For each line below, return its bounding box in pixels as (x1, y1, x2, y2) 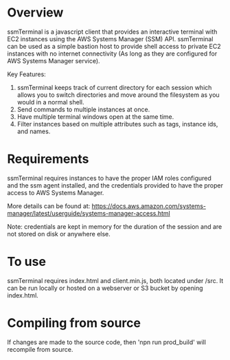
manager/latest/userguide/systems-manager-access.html (7, 209, 170, 217)
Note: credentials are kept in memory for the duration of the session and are (7, 222, 222, 231)
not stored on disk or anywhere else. (7, 229, 111, 238)
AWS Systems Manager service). (7, 56, 101, 65)
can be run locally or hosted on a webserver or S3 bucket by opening (7, 284, 204, 292)
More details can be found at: (7, 201, 91, 210)
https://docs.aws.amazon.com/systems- (91, 201, 206, 210)
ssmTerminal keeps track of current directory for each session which (16, 83, 212, 91)
